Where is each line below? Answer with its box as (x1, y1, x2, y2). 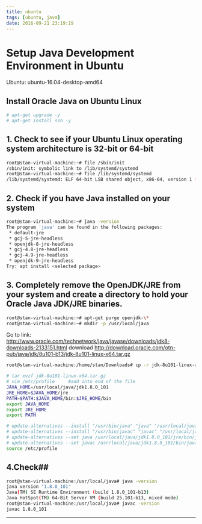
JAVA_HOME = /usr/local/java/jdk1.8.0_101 (6, 384, 109, 390)
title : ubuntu (6, 8, 42, 15)
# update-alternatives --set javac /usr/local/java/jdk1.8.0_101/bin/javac (6, 440, 200, 446)
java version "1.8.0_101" (6, 484, 71, 490)
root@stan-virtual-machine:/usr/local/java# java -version (6, 478, 158, 484)
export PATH (6, 412, 36, 419)
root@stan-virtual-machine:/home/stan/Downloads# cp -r (6, 362, 149, 368)
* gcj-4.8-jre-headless (8, 246, 69, 253)
